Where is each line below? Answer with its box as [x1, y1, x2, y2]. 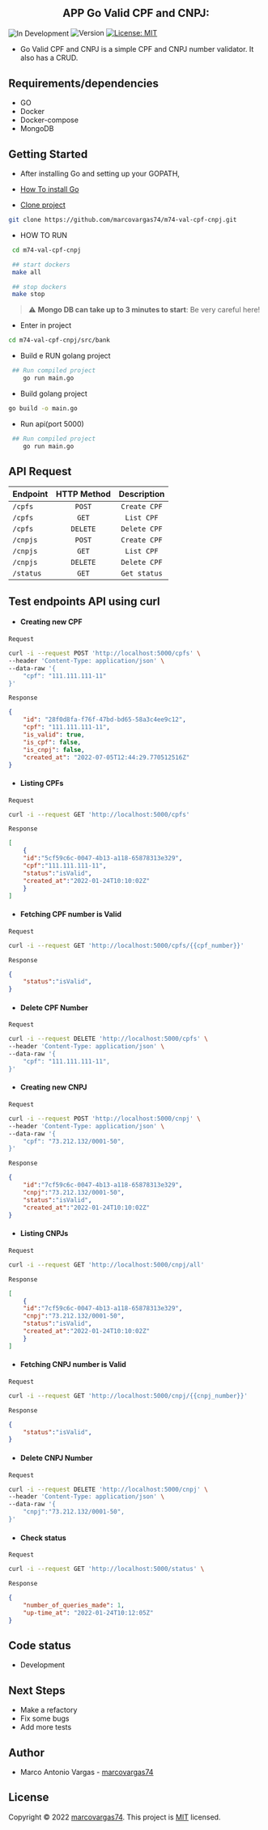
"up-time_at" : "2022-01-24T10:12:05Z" [23, 1608, 154, 1617]
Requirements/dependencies [8, 76, 160, 90]
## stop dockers [11, 282, 67, 291]
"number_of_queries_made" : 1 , [23, 1601, 125, 1609]
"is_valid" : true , [23, 731, 85, 739]
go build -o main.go [8, 404, 79, 412]
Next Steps [8, 1684, 66, 1697]
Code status [8, 1638, 71, 1652]
